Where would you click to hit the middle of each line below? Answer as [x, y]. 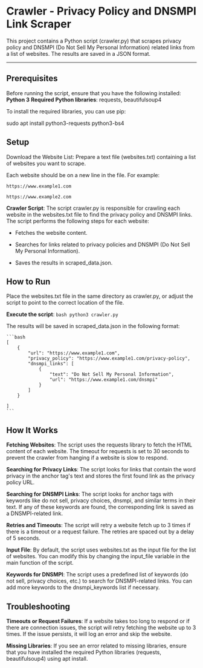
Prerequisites [32, 79]
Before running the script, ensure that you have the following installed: [94, 93]
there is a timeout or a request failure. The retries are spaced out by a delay [100, 531]
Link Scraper [39, 24]
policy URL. [21, 482]
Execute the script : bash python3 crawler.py [63, 314]
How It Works [32, 430]
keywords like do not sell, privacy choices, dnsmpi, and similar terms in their [101, 501]
